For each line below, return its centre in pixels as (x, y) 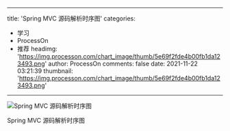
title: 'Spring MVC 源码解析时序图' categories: (71, 18)
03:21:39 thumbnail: (45, 71)
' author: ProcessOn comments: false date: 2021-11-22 (121, 63)
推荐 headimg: (37, 49)
